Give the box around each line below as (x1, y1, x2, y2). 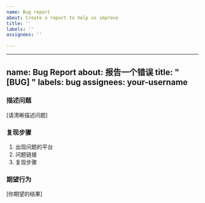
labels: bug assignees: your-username (37, 77, 188, 87)
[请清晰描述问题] (6, 111, 48, 119)
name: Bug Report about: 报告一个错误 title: (6, 67, 173, 77)
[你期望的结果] (6, 190, 43, 197)
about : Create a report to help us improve (6, 15, 119, 21)
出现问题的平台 (15, 143, 53, 150)
